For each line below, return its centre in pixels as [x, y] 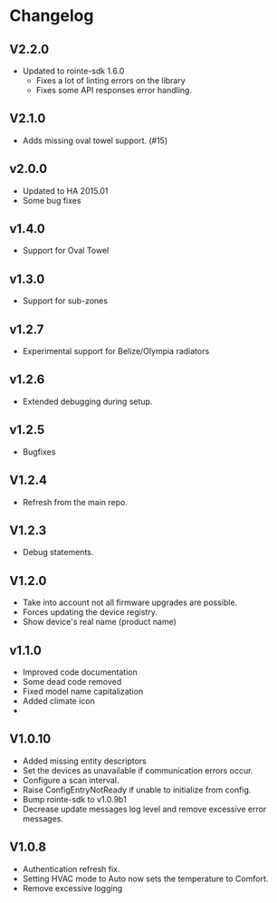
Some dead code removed [72, 681]
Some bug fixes [52, 200]
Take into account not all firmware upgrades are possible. [130, 602]
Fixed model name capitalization [83, 691]
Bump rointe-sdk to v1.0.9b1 [74, 799]
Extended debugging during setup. [87, 401]
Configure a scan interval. [71, 780]
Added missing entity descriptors [84, 761]
